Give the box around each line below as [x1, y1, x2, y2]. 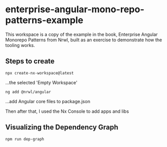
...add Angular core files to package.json [5, 98, 91, 104]
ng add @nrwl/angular [5, 89, 51, 94]
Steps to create [5, 57, 55, 66]
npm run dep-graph [5, 136, 44, 141]
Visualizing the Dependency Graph [5, 123, 119, 132]
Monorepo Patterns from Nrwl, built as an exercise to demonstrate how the [5, 37, 162, 43]
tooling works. [5, 42, 36, 48]
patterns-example [5, 14, 83, 26]
